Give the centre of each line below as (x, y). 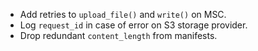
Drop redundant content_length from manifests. (118, 35)
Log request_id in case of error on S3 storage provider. (133, 25)
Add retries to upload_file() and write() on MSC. (123, 14)
